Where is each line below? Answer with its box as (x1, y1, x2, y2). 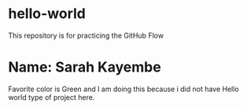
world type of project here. (8, 92, 95, 102)
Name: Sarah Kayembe (8, 58, 161, 76)
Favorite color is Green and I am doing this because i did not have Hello (8, 84, 240, 93)
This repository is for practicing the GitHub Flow (8, 31, 164, 40)
